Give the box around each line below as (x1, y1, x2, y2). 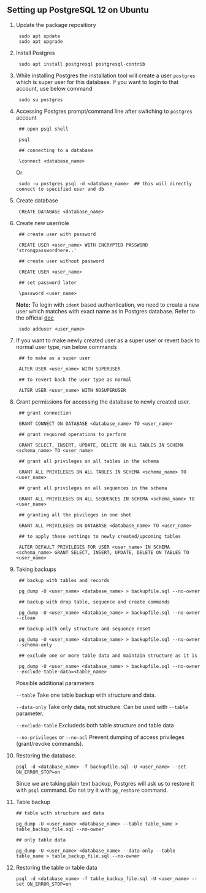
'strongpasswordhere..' (15, 247, 77, 253)
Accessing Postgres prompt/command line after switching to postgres (15, 107, 193, 115)
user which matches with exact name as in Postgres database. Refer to (15, 307, 196, 315)
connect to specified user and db (15, 186, 104, 192)
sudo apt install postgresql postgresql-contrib (18, 61, 146, 67)
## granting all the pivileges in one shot (18, 512, 132, 518)
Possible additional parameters (15, 679, 94, 686)
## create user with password (18, 231, 96, 237)
